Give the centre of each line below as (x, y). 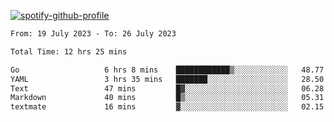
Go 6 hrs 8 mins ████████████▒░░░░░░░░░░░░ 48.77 (167, 70)
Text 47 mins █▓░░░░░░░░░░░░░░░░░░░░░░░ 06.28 (167, 88)
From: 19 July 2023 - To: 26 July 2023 (93, 34)
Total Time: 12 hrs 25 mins (69, 51)
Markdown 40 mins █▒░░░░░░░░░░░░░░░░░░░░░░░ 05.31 (167, 98)
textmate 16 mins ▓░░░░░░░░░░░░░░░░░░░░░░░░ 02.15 (167, 107)
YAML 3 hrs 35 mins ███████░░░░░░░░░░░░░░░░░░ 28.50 (167, 79)
